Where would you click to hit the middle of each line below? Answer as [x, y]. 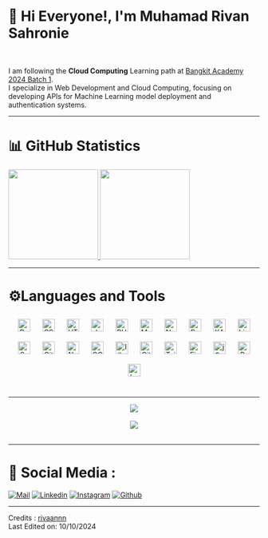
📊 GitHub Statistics [75, 146]
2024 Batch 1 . [31, 79]
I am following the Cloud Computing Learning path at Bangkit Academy [126, 70]
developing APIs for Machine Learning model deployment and [110, 96]
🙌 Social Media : [62, 473]
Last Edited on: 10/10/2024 [52, 526]
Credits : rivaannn [37, 517]
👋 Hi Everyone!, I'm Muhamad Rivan [129, 16]
